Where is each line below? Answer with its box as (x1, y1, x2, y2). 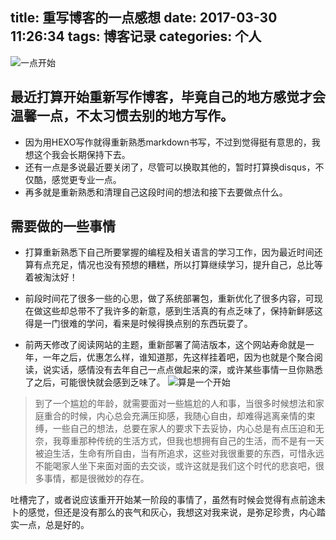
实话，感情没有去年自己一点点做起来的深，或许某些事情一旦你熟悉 (51, 364, 323, 376)
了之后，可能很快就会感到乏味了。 (24, 376, 166, 388)
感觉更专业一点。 (51, 173, 122, 185)
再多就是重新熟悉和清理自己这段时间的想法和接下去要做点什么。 (24, 186, 288, 198)
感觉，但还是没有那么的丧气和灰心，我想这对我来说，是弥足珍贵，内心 (27, 506, 317, 518)
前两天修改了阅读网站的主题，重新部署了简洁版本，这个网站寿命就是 (24, 339, 306, 351)
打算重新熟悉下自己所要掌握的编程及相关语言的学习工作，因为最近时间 (24, 246, 315, 258)
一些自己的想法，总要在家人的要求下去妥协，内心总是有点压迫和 (52, 423, 316, 435)
